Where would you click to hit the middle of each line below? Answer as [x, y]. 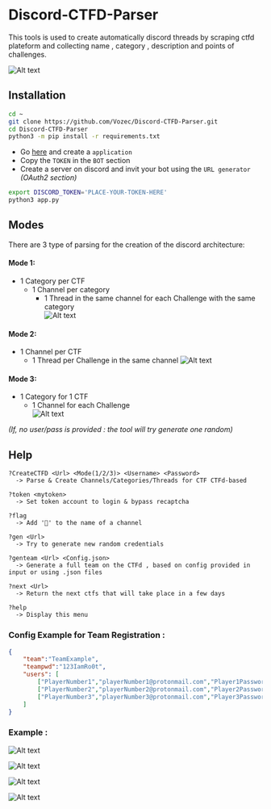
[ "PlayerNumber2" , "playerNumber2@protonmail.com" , [124, 689]
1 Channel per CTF [51, 352]
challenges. [27, 54]
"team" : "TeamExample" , [61, 660]
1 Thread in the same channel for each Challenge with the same [150, 298]
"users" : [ [41, 675]
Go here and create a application [76, 152]
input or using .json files [56, 572]
